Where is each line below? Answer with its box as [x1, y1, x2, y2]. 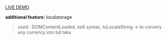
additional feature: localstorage [5, 14, 72, 20]
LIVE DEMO [5, 5, 29, 10]
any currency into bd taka [17, 29, 71, 35]
